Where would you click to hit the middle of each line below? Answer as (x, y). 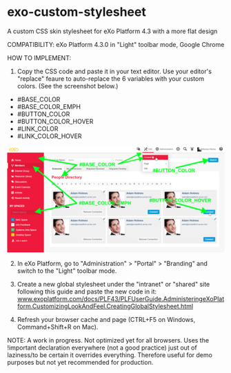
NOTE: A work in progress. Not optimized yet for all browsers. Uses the (108, 341)
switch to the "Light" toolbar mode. (67, 271)
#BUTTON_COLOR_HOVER (55, 121)
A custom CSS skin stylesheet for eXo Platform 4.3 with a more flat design (112, 31)
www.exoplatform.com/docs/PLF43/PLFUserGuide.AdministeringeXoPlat (121, 299)
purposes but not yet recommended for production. (80, 363)
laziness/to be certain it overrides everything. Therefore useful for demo (110, 355)
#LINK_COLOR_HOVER (49, 136)
